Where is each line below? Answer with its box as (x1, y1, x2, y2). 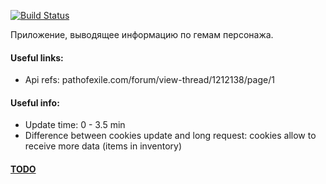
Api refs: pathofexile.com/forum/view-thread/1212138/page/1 (24, 74, 275, 86)
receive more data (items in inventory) (24, 140, 182, 152)
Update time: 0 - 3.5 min (24, 119, 126, 131)
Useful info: (10, 96, 60, 109)
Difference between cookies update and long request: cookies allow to (24, 130, 317, 142)
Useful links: (10, 51, 64, 64)
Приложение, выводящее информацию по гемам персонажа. (10, 29, 274, 40)
